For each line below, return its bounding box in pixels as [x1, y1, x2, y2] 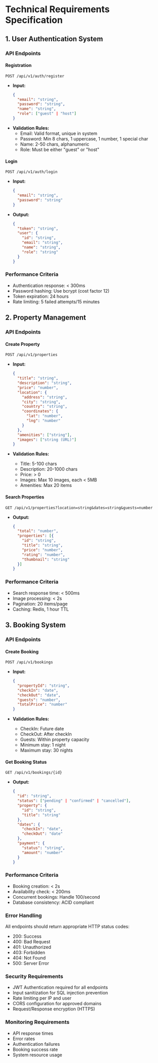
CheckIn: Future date [20, 726, 64, 732]
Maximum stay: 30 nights [20, 747, 73, 754]
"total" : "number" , [17, 528, 59, 534]
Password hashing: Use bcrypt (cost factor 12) [12, 288, 110, 294]
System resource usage [12, 1051, 62, 1058]
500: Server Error [12, 960, 49, 967]
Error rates [12, 1036, 35, 1042]
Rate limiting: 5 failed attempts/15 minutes [12, 298, 100, 305]
